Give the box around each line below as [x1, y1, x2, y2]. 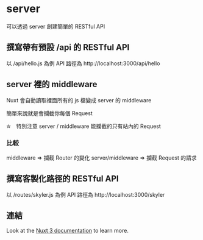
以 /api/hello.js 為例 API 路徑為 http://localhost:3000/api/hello [6, 60, 160, 67]
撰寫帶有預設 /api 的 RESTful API [6, 42, 130, 53]
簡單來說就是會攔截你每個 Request [6, 109, 93, 117]
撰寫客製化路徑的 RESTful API [6, 174, 119, 184]
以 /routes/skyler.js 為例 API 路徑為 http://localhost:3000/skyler [6, 191, 165, 198]
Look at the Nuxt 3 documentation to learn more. [6, 227, 129, 235]
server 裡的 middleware [6, 79, 98, 90]
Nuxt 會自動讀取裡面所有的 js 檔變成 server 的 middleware [6, 96, 152, 104]
